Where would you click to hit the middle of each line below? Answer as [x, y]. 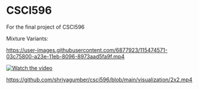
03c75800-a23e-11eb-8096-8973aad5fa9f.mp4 [65, 56]
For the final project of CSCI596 [46, 27]
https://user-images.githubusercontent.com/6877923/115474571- [87, 50]
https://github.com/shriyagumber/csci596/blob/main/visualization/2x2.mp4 [99, 79]
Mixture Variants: [27, 38]
